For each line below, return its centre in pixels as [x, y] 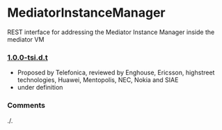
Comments [26, 106]
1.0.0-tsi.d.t [27, 57]
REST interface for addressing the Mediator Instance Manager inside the [111, 32]
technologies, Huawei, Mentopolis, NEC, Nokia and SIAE [98, 80]
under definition [40, 88]
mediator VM [26, 39]
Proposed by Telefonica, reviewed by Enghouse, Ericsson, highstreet [116, 73]
